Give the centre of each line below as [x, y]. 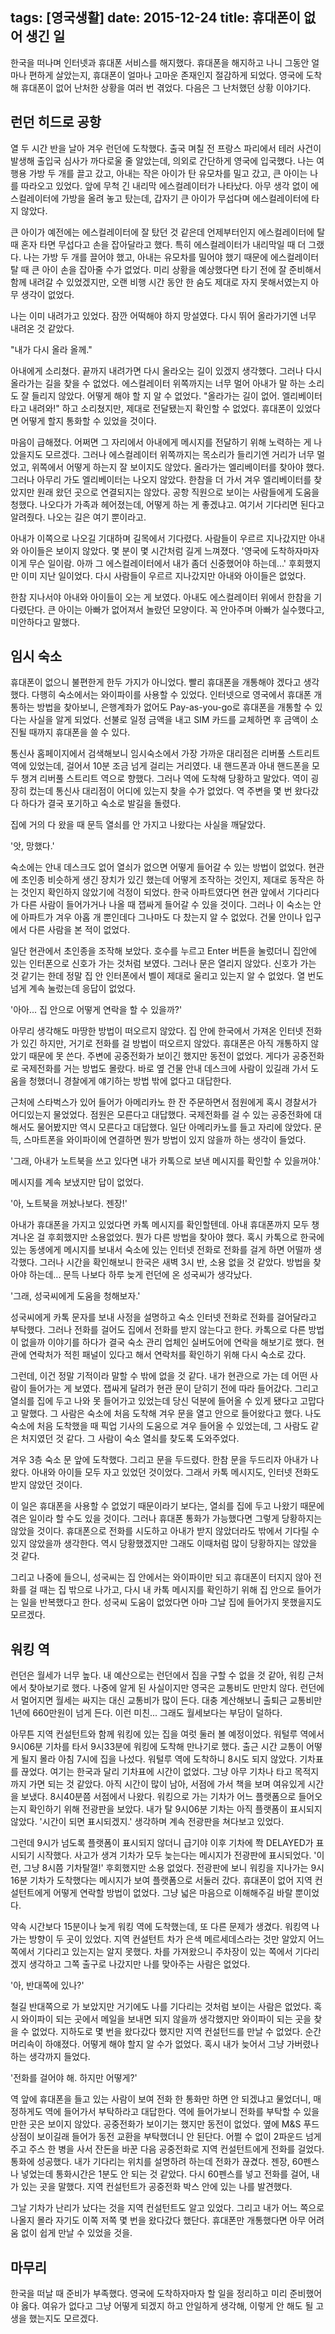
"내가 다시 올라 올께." [51, 349]
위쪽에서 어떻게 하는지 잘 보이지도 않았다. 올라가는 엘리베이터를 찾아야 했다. [178, 467]
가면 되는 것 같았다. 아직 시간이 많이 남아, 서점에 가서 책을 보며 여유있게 [167, 1784]
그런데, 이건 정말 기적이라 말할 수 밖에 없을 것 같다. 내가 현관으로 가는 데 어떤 [159, 1376]
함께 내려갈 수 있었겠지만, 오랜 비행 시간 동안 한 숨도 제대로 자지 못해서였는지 [159, 282]
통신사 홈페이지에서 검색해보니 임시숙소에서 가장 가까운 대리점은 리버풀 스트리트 [165, 754]
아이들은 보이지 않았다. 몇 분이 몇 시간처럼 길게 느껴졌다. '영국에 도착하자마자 [170, 550]
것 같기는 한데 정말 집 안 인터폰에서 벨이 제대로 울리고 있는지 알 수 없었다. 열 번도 [167, 976]
